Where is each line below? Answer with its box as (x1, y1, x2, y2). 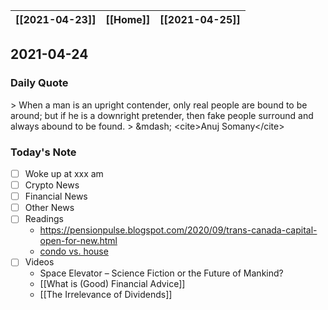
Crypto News (24, 179, 80, 191)
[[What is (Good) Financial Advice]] (39, 278, 186, 290)
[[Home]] (105, 13, 151, 26)
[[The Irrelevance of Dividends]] (39, 289, 173, 301)
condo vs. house (39, 245, 109, 258)
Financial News (24, 190, 88, 203)
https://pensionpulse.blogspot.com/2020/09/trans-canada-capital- (39, 224, 318, 236)
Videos (24, 256, 55, 268)
